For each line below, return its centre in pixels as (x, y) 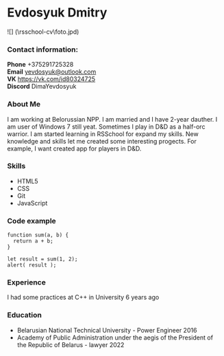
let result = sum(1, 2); (42, 259)
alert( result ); (32, 265)
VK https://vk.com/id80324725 (51, 79)
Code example (32, 221)
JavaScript (32, 203)
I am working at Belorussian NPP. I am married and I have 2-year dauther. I (112, 119)
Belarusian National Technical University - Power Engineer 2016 (107, 330)
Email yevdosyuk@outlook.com (52, 72)
